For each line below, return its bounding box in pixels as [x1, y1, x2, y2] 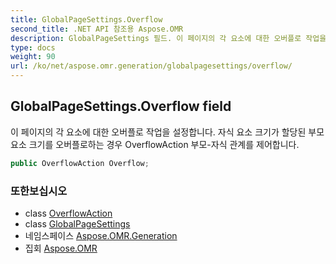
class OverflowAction [24, 207, 113, 219]
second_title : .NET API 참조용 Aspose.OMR [10, 24, 184, 34]
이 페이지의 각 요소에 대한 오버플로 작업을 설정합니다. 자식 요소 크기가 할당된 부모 [10, 126, 325, 138]
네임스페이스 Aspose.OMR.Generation [24, 229, 178, 241]
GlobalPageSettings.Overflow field [10, 98, 232, 115]
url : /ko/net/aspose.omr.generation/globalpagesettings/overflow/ [10, 61, 293, 71]
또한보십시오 [10, 184, 68, 198]
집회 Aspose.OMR [24, 242, 98, 254]
